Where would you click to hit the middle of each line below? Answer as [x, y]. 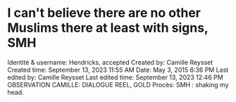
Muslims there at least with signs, [108, 28]
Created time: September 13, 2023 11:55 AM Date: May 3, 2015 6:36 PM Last [118, 70]
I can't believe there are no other [104, 13]
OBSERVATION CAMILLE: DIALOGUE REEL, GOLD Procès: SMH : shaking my [118, 84]
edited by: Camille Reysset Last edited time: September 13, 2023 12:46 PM [115, 77]
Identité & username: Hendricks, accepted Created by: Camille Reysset [110, 62]
